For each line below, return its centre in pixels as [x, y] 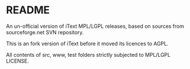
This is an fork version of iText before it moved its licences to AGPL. [87, 43]
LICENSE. [17, 61]
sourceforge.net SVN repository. [45, 32]
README [28, 10]
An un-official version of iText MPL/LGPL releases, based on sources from [95, 26]
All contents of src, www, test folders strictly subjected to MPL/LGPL [88, 55]
